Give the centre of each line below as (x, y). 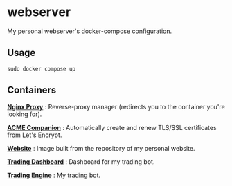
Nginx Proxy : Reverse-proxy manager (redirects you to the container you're (116, 106)
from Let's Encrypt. (35, 135)
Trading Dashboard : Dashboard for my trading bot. (81, 161)
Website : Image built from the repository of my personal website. (101, 148)
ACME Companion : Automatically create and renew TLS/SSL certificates (112, 127)
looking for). (25, 114)
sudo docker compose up (42, 69)
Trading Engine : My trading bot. (54, 175)
